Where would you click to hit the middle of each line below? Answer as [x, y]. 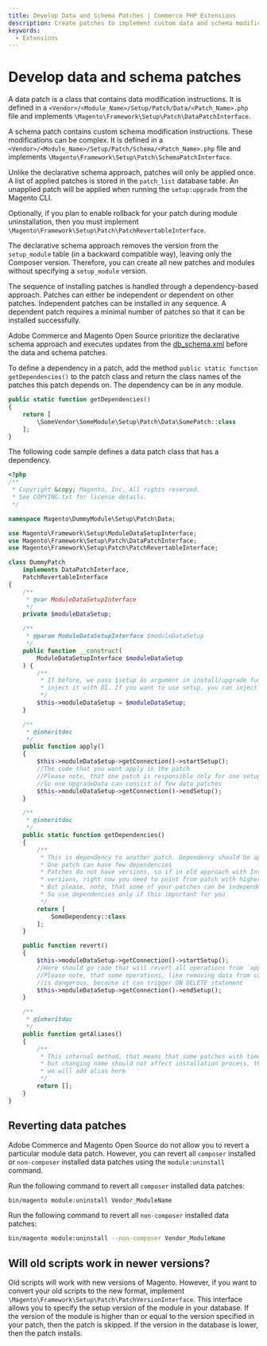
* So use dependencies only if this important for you [133, 894]
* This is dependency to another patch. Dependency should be [145, 857]
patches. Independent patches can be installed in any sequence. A [117, 303]
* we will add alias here [83, 1071]
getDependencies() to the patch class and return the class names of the [125, 377]
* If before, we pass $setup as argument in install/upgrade [143, 681]
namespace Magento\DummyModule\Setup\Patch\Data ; [92, 518]
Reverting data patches [68, 1126]
